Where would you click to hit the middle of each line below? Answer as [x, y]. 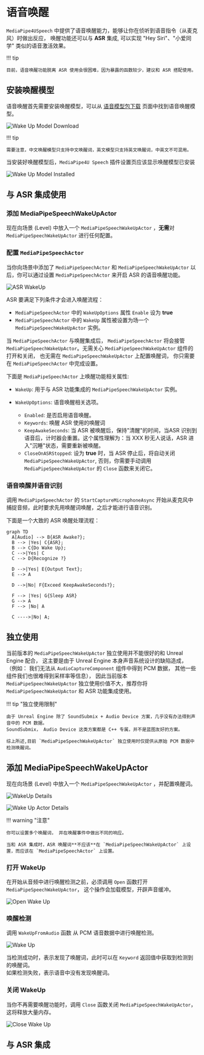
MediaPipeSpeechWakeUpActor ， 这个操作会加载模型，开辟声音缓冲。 [90, 889]
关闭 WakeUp [26, 990]
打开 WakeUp [26, 867]
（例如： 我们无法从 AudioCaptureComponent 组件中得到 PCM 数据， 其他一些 [101, 668]
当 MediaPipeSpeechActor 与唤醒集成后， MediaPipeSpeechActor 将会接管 [96, 341]
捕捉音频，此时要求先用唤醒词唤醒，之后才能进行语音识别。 [81, 508]
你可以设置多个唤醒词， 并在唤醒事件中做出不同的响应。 [66, 833]
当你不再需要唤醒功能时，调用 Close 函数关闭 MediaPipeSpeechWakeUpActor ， [101, 1005]
